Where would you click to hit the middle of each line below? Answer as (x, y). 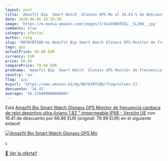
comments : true (21, 28)
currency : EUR (20, 56)
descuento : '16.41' (25, 89)
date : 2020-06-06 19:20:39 (33, 19)
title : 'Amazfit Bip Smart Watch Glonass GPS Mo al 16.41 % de (74, 14)
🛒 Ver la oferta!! (21, 153)
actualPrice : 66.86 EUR (30, 51)
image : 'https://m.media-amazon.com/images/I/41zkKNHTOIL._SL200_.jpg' (81, 24)
